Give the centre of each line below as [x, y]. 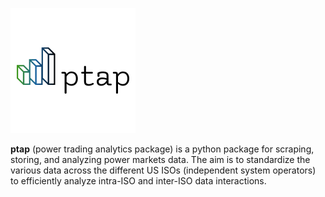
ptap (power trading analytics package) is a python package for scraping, [162, 149]
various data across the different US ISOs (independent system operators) [163, 170]
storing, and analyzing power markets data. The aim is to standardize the [160, 159]
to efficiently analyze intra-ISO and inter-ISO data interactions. [138, 181]
